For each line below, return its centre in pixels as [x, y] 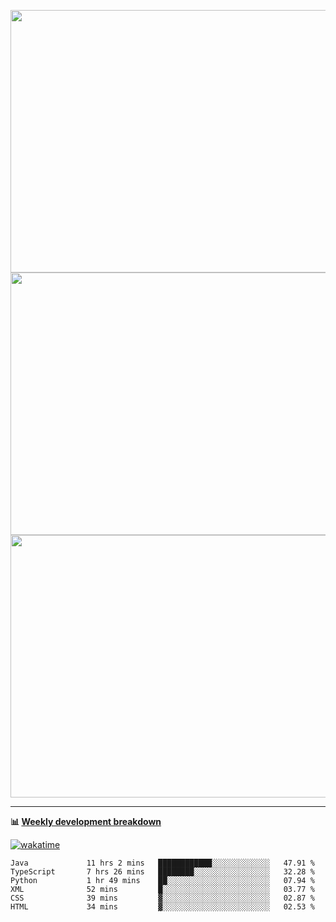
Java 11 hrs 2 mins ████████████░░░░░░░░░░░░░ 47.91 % [162, 863]
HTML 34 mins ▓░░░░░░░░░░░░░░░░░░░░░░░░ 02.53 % [162, 907]
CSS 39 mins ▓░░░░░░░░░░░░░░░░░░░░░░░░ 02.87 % [162, 898]
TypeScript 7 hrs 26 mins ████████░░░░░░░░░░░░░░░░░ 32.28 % [162, 872]
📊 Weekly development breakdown [86, 821]
